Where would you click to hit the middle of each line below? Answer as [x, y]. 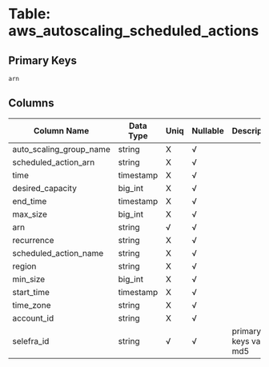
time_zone [32, 305]
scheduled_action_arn [54, 162]
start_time [31, 292]
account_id [33, 318]
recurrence [33, 240]
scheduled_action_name [58, 253]
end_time [30, 201]
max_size [30, 214]
